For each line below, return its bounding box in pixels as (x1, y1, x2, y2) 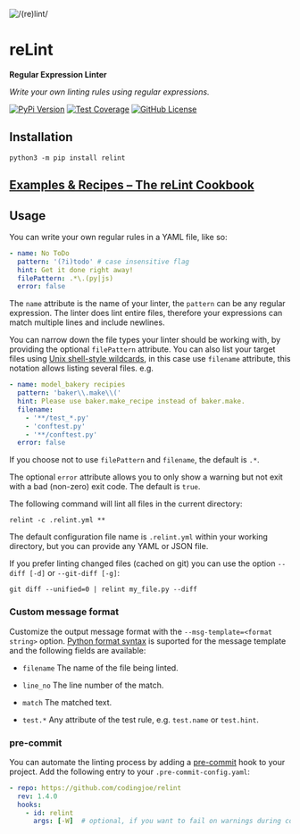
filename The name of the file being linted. (21, 662, 179, 673)
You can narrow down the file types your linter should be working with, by (9, 335, 281, 346)
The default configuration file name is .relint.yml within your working (9, 531, 268, 542)
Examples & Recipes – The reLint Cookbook (9, 178, 254, 193)
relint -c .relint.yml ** (9, 516, 105, 525)
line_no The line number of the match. (21, 680, 164, 690)
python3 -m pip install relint (9, 153, 126, 163)
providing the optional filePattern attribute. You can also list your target (9, 344, 276, 354)
